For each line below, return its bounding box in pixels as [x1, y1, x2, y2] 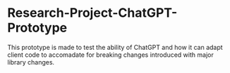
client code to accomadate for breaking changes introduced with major [7, 51, 214, 59]
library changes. [7, 58, 55, 66]
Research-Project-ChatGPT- [7, 5, 178, 21]
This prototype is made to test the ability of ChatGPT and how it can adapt [7, 43, 224, 51]
